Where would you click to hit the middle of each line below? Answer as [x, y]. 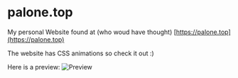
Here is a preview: [34, 67]
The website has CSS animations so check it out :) [81, 53]
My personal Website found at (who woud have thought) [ [92, 32]
